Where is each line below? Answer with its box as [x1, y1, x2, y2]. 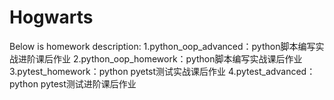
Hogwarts [9, 6, 94, 29]
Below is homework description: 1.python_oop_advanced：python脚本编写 [9, 40, 316, 52]
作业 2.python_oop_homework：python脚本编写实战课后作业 [52, 52, 303, 65]
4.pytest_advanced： [228, 65, 316, 77]
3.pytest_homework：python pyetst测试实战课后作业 [9, 65, 227, 77]
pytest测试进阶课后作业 [40, 77, 137, 90]
